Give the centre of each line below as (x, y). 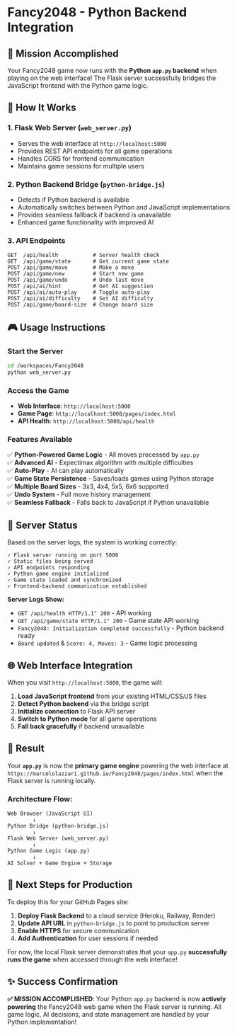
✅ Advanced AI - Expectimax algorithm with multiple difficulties (100, 463)
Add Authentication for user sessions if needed (88, 938)
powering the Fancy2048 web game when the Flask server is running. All (114, 1007)
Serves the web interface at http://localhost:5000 (92, 143)
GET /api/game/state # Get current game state (88, 262)
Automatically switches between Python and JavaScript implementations (124, 207)
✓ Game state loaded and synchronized (64, 580)
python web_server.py (39, 372)
